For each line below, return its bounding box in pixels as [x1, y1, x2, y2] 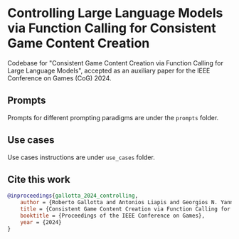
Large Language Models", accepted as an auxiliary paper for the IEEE [7, 66, 211, 75]
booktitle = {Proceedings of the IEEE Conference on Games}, [20, 212, 205, 219]
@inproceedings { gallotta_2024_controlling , [7, 192, 139, 200]
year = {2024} [20, 218, 62, 225]
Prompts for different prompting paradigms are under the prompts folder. [7, 113, 219, 122]
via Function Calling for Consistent [7, 20, 217, 36]
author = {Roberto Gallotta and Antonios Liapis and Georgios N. [20, 199, 218, 206]
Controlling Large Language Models [7, 5, 223, 21]
